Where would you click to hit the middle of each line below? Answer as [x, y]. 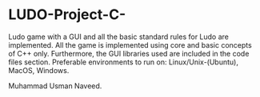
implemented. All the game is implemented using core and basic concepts [130, 45]
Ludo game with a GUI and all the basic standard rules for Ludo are [119, 37]
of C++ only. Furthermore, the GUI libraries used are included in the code [129, 53]
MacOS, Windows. [39, 70]
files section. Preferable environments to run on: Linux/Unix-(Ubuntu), [123, 62]
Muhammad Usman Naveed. [55, 86]
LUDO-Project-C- [67, 15]
